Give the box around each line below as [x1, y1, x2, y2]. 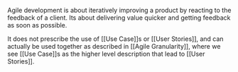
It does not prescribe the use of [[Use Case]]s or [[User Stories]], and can [7, 35, 224, 43]
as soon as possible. [7, 21, 67, 29]
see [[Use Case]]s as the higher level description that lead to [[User [7, 49, 205, 58]
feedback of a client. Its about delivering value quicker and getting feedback [7, 13, 231, 22]
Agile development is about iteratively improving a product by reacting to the [7, 6, 232, 14]
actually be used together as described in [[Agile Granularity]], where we [7, 42, 221, 50]
